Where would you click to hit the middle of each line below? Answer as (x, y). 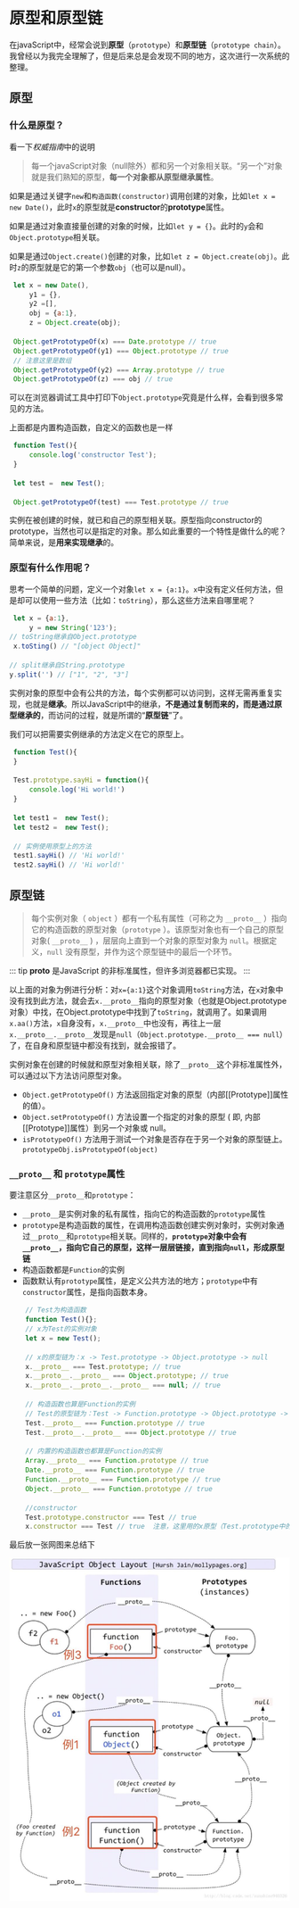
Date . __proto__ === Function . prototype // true (115, 1470)
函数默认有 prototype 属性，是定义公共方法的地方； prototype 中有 (140, 1281)
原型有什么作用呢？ (50, 568)
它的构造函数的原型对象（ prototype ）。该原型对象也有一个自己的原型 (158, 929)
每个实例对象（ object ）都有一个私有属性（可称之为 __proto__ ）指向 (159, 918)
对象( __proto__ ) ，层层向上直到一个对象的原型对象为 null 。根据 (150, 940)
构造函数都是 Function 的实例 (73, 1270)
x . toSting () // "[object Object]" (77, 647)
